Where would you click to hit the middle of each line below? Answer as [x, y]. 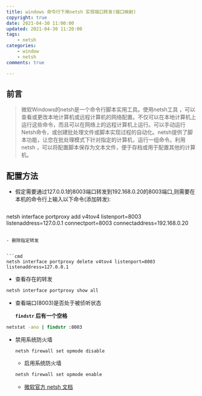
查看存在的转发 [34, 279]
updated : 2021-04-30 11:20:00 [44, 29]
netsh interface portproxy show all [52, 291]
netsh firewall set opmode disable [60, 351]
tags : [13, 35]
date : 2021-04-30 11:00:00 [40, 23]
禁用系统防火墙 [34, 339]
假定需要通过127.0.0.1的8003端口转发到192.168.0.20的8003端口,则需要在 [105, 192]
